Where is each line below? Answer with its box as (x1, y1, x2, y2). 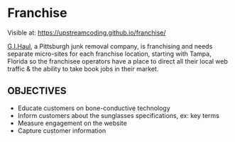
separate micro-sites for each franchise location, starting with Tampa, (7, 49, 212, 58)
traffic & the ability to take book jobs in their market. (7, 64, 159, 73)
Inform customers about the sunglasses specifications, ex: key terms (17, 111, 220, 119)
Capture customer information (17, 126, 106, 135)
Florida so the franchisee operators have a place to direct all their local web (7, 57, 229, 65)
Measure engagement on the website (17, 119, 128, 127)
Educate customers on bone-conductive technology (17, 104, 170, 112)
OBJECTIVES (7, 85, 67, 97)
